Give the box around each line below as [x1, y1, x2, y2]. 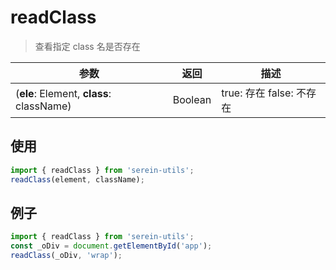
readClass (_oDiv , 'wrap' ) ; [10, 251, 123, 261]
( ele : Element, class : [15, 86, 112, 100]
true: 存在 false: [221, 86, 294, 100]
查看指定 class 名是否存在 [34, 40, 141, 52]
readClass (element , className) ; [10, 174, 145, 185]
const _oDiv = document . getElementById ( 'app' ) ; [10, 241, 213, 251]
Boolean [172, 92, 212, 106]
